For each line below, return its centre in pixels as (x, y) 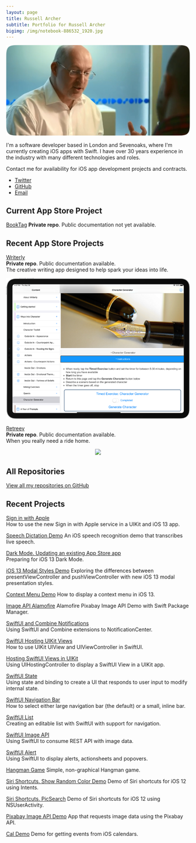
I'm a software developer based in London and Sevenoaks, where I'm (89, 145)
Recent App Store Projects (55, 243)
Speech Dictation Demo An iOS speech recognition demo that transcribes (94, 535)
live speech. (21, 542)
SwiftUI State (22, 676)
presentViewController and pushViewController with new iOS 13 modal (90, 577)
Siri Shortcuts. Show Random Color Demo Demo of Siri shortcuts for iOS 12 (96, 781)
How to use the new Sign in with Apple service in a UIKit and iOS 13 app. (93, 524)
